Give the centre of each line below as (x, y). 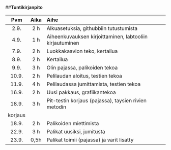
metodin (56, 107)
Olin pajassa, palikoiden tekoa (82, 68)
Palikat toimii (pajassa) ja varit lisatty (90, 140)
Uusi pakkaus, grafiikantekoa (81, 92)
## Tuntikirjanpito (24, 7)
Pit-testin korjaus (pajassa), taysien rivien (96, 101)
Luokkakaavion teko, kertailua (82, 51)
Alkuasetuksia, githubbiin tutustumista (92, 28)
